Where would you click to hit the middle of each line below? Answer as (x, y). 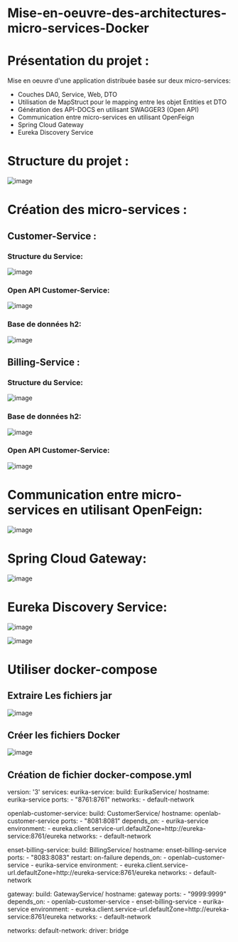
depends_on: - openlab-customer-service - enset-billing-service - (104, 902)
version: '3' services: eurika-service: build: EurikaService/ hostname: (108, 792)
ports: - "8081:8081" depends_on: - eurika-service (135, 821)
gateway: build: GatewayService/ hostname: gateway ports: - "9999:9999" (117, 894)
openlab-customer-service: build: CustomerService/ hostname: (100, 814)
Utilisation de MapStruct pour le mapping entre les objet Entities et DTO (122, 102)
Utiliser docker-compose (82, 669)
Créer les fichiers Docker (64, 736)
